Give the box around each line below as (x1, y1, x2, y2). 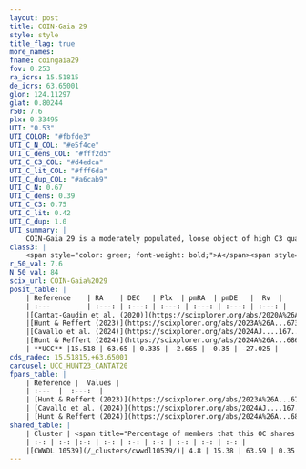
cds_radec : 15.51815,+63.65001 (9, 352, 128, 361)
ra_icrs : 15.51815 (9, 73, 79, 82)
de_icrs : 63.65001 (9, 81, 79, 90)
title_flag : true (9, 38, 76, 48)
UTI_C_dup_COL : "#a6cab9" (9, 174, 107, 183)
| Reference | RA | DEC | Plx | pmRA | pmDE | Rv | (25, 293, 283, 302)
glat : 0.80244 (9, 98, 64, 108)
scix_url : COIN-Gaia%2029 (9, 276, 107, 286)
